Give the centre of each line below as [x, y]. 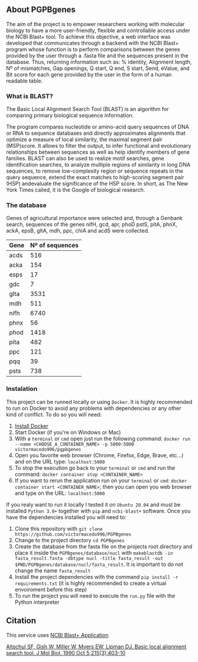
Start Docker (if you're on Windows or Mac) [68, 432]
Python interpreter [37, 602]
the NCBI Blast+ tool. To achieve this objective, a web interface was [88, 36]
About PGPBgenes [41, 10]
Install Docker [31, 426]
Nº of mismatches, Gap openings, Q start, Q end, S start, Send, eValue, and [98, 68]
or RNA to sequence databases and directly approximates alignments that [96, 133]
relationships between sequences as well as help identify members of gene [98, 152]
